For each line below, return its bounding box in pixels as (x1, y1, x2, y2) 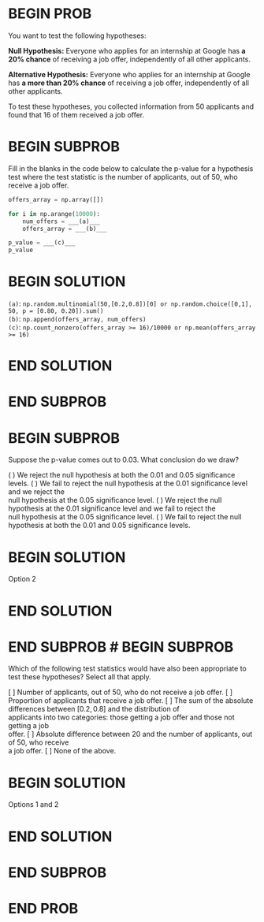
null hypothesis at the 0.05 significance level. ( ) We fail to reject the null (8, 512, 242, 522)
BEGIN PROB (8, 5, 92, 23)
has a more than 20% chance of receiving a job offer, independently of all (8, 78, 250, 87)
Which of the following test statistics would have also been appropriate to (8, 664, 247, 674)
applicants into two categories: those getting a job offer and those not (8, 712, 235, 722)
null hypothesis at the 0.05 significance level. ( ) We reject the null (8, 496, 222, 505)
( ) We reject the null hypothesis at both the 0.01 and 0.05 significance (8, 470, 236, 480)
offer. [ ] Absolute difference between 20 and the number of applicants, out (8, 730, 253, 739)
